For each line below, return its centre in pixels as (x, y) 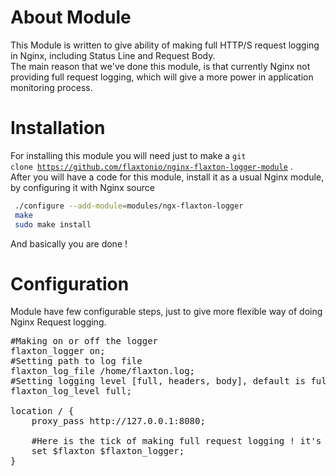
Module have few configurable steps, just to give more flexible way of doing (166, 312)
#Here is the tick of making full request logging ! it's (176, 441)
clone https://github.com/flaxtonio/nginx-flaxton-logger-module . (151, 166)
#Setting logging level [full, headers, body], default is (158, 381)
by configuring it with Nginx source (82, 187)
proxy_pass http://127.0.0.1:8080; (118, 421)
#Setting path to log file (76, 361)
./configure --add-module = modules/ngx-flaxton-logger (129, 206)
